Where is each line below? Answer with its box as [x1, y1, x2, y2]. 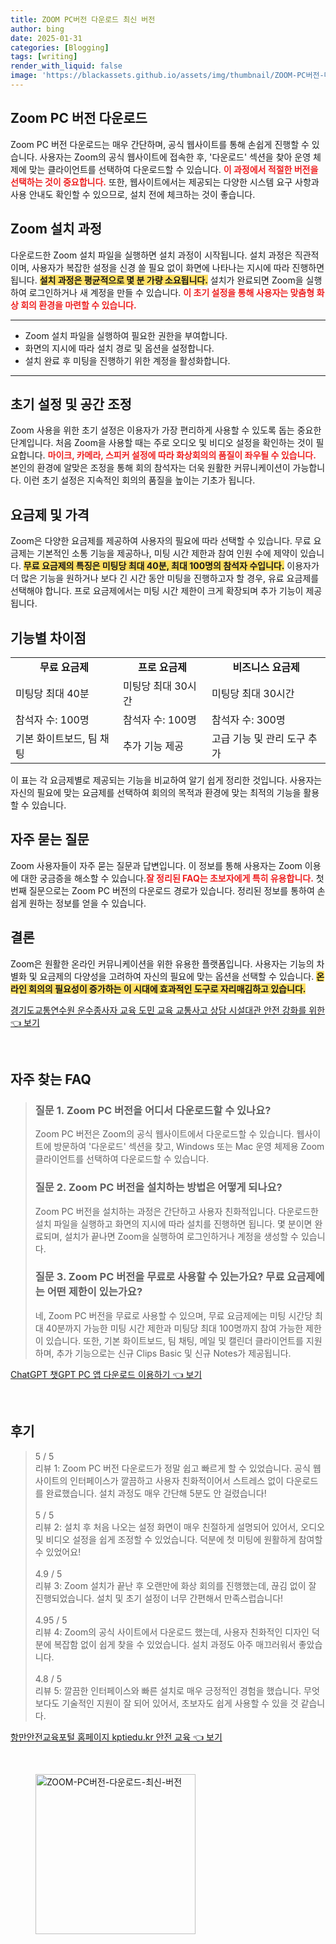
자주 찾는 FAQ [10, 1071, 92, 1088]
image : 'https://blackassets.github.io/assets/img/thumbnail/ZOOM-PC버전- [10, 71, 325, 81]
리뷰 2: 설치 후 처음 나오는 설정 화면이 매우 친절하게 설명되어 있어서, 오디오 [34, 1521, 325, 1533]
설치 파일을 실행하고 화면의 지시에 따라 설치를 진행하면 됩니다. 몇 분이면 [34, 1217, 313, 1230]
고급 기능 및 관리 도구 [211, 731, 306, 745]
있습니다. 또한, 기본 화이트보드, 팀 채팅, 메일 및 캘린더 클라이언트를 [45, 1334, 304, 1346]
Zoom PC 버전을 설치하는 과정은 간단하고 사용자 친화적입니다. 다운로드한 [34, 1205, 319, 1217]
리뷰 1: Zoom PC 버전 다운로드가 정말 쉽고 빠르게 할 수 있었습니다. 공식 [34, 1462, 311, 1474]
